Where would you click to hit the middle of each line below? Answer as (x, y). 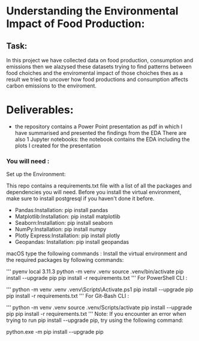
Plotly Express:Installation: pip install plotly (67, 236)
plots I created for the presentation (58, 146)
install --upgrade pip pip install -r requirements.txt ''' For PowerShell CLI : (97, 278)
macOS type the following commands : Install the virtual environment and (97, 254)
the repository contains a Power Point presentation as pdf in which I (99, 126)
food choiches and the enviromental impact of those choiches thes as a (95, 73)
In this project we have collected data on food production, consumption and (100, 60)
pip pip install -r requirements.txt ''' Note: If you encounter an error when (96, 314)
